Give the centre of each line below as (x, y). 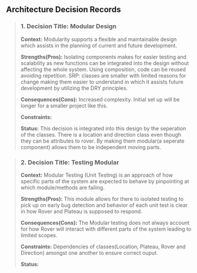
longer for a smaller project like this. (64, 106)
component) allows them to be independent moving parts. (91, 147)
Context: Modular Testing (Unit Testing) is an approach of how (97, 175)
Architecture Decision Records (64, 10)
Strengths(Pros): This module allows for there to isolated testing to (102, 198)
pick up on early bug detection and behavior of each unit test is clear (104, 205)
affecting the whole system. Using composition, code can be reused (103, 69)
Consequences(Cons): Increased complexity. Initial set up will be (100, 99)
